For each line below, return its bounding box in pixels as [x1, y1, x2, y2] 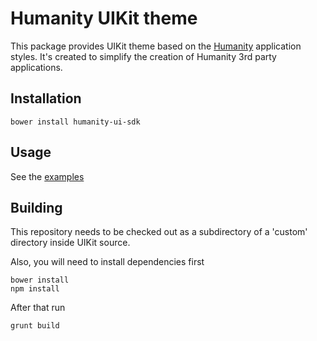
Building [10, 199, 63, 216]
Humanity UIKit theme [10, 7, 198, 30]
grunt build [10, 321, 60, 331]
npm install [10, 284, 60, 294]
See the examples [10, 170, 85, 182]
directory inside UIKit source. [10, 237, 131, 249]
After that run [10, 302, 66, 314]
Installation [10, 90, 82, 107]
